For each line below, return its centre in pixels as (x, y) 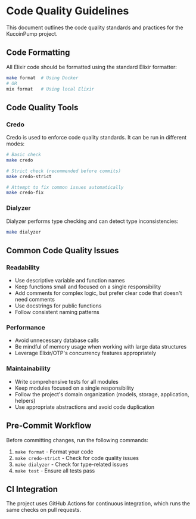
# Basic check (24, 155)
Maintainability (28, 369)
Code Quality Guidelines (68, 11)
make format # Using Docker (42, 78)
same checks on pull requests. (44, 510)
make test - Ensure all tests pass (55, 470)
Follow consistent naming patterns (57, 312)
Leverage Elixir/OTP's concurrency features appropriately (85, 353)
